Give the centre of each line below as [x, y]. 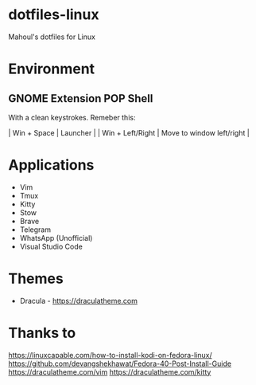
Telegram [35, 230]
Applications [51, 165]
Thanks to [42, 333]
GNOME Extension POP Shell [81, 98]
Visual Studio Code [51, 246]
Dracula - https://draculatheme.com [78, 301]
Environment [52, 69]
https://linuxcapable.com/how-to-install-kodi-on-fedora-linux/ [110, 355]
